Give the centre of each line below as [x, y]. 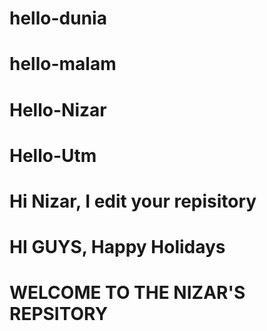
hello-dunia [58, 18]
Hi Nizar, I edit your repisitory [133, 201]
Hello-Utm [53, 155]
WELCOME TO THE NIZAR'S [127, 293]
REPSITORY [59, 314]
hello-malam [63, 64]
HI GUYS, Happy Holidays [117, 247]
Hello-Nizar [58, 109]
